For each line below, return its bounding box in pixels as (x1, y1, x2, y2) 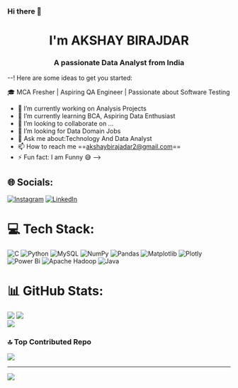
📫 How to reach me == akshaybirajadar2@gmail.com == (17, 142, 181, 151)
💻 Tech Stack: (7, 221, 95, 237)
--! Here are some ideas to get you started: (7, 74, 132, 82)
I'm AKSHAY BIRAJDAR (49, 33, 189, 49)
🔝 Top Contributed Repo (7, 337, 92, 347)
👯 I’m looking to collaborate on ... (17, 120, 114, 128)
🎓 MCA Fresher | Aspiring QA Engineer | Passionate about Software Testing (7, 88, 230, 96)
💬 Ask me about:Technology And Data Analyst (17, 135, 152, 143)
